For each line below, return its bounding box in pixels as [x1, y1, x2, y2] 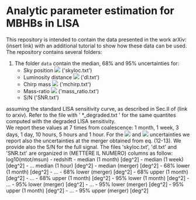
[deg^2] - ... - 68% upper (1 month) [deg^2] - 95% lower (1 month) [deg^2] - [6, 174, 190, 181]
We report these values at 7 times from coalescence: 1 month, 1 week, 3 [6, 124, 180, 131]
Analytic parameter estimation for [6, 4, 174, 18]
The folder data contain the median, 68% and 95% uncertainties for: [14, 60, 180, 67]
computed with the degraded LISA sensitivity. [6, 117, 116, 124]
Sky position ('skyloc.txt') [23, 66, 92, 74]
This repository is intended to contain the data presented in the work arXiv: [6, 36, 187, 43]
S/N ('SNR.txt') [23, 94, 60, 101]
